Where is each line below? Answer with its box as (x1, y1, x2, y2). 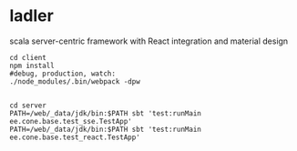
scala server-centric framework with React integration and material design (9, 35, 289, 46)
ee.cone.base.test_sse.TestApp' (9, 116, 132, 126)
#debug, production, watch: (9, 69, 117, 78)
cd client (9, 53, 47, 62)
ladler (9, 5, 55, 26)
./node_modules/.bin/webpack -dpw (9, 76, 141, 86)
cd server (9, 101, 47, 110)
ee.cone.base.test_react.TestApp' (9, 133, 141, 142)
